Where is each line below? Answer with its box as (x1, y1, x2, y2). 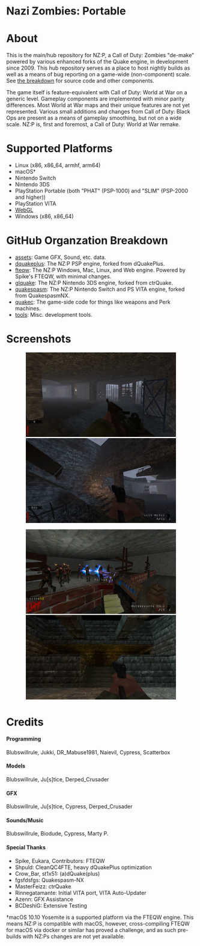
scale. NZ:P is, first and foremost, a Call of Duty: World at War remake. (6, 121, 180, 128)
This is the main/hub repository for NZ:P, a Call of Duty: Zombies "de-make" (6, 52, 195, 59)
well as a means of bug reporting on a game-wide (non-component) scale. (6, 71, 191, 78)
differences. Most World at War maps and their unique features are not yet (6, 102, 190, 109)
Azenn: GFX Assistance (14, 896, 74, 903)
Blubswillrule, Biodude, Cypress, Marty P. (6, 830, 109, 837)
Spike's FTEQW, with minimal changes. (14, 273, 112, 280)
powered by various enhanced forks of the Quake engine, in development (6, 58, 189, 66)
